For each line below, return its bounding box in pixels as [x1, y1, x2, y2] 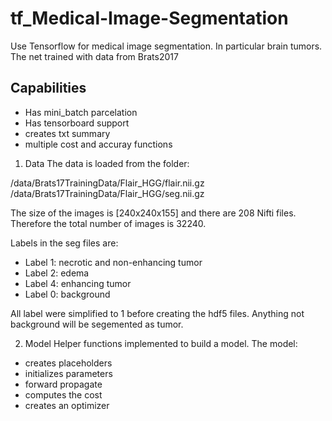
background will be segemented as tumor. [10, 318, 184, 330]
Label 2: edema [24, 267, 90, 279]
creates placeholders [24, 357, 113, 369]
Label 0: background [24, 288, 111, 300]
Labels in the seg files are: [10, 237, 119, 249]
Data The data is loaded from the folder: [24, 157, 190, 169]
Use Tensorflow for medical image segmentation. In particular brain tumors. [10, 40, 323, 52]
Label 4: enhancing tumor [24, 277, 132, 289]
